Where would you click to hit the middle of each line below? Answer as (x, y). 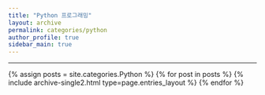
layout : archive (35, 23)
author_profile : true (44, 37)
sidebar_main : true (40, 45)
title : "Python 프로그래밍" (50, 15)
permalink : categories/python (58, 30)
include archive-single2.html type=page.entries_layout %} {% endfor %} (126, 82)
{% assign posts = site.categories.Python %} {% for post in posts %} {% (126, 75)
